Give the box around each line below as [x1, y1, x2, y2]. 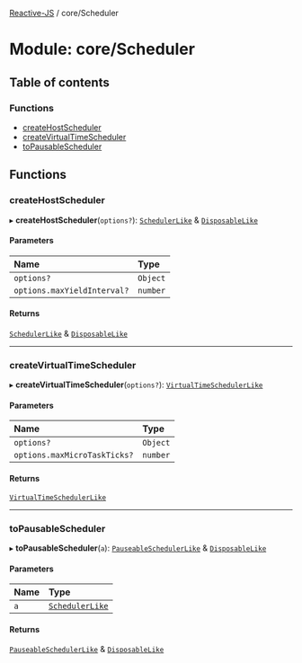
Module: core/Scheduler [9, 40, 196, 59]
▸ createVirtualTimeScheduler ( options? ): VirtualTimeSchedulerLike [9, 379, 263, 390]
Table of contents [9, 75, 110, 90]
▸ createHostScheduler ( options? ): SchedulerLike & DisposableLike [9, 215, 259, 225]
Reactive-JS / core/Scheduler [9, 8, 120, 18]
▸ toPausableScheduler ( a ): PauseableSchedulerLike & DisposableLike [9, 543, 267, 553]
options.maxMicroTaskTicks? [13, 450, 134, 461]
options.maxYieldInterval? [13, 285, 129, 296]
